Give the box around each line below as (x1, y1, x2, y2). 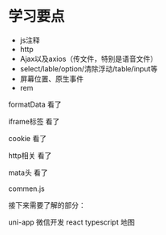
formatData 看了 (8, 99, 62, 109)
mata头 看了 (8, 168, 48, 177)
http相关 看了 (8, 150, 52, 160)
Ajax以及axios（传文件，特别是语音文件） (19, 54, 158, 63)
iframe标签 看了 (8, 116, 60, 126)
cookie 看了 (8, 133, 47, 143)
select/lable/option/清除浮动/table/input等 (19, 63, 158, 73)
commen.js (8, 184, 46, 193)
